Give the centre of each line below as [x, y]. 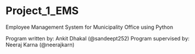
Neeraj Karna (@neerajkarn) [40, 45]
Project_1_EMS [42, 11]
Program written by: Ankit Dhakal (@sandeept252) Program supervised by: [98, 38]
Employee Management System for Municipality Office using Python [89, 27]
